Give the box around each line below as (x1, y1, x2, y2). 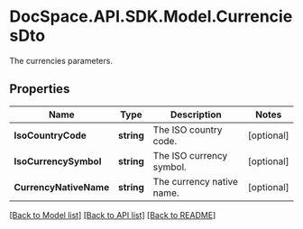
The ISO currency (152, 149, 228, 161)
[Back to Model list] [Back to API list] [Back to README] (9, 209, 216, 220)
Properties (9, 81, 70, 96)
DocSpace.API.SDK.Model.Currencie (9, 6, 293, 27)
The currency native (152, 175, 239, 188)
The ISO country (152, 124, 223, 136)
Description (170, 108, 223, 121)
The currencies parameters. (9, 55, 113, 66)
